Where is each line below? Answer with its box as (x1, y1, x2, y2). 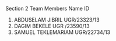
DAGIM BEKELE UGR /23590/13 (13, 23, 90, 29)
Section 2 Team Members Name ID (5, 5, 90, 12)
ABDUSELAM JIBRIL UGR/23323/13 (13, 16, 100, 23)
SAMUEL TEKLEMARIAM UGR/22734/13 (13, 29, 111, 36)
